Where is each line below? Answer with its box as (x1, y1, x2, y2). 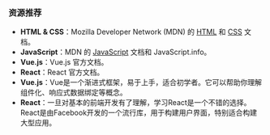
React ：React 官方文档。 (19, 67, 105, 78)
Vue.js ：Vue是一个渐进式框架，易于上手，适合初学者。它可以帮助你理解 (19, 78, 262, 87)
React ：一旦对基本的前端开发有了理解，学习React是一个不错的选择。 (19, 98, 251, 108)
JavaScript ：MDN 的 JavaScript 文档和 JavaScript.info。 (19, 47, 212, 57)
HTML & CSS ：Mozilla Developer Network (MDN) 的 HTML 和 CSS (19, 27, 242, 37)
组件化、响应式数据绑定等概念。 (19, 87, 127, 98)
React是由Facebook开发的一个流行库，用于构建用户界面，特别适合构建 (19, 108, 258, 118)
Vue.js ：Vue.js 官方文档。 (19, 57, 109, 67)
